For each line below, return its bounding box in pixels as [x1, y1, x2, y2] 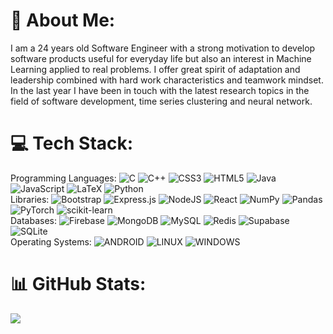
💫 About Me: [10, 9, 116, 32]
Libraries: [10, 193, 50, 205]
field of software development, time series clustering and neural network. [10, 95, 313, 107]
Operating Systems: [10, 235, 92, 248]
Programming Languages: [10, 172, 117, 184]
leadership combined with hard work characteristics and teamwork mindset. [10, 74, 324, 86]
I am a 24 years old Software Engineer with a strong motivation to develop [10, 42, 316, 54]
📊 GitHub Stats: [10, 273, 147, 296]
